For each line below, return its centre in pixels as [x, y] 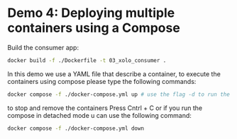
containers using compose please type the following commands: [102, 81]
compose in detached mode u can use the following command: [99, 115]
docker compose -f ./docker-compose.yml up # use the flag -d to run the [119, 94]
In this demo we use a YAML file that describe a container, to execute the [114, 74]
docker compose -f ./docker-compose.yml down [76, 128]
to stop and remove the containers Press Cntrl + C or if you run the [105, 108]
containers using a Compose [94, 28]
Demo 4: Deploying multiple [91, 13]
